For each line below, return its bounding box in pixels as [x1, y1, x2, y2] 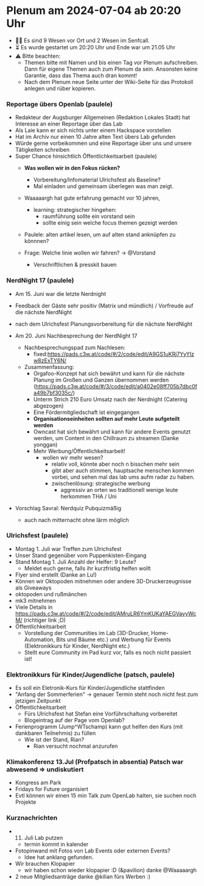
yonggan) [33, 441, 58, 448]
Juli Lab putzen [24, 834, 63, 841]
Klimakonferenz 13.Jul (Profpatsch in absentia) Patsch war [6, 758, 184, 766]
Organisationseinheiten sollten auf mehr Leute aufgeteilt [33, 415, 180, 422]
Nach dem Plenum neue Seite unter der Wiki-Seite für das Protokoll [24, 78, 194, 85]
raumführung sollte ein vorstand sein [42, 213, 135, 220]
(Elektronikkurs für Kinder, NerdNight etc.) [24, 642, 130, 649]
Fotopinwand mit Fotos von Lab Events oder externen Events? [15, 847, 171, 854]
